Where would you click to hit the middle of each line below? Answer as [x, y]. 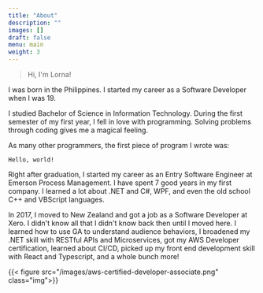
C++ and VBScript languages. [56, 199]
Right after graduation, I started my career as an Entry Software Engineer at [130, 174]
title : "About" [33, 15]
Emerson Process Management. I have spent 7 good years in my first [120, 183]
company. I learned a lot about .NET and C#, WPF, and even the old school [129, 191]
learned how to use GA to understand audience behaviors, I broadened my [129, 232]
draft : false [30, 37]
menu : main [26, 45]
